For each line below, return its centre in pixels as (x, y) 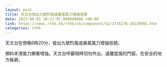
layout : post (19, 10)
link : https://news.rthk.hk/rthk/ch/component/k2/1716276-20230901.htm (81, 24)
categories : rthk (23, 28)
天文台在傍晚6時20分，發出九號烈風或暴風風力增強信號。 (64, 43)
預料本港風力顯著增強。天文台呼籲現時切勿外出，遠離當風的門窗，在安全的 (81, 54)
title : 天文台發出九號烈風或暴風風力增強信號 (46, 14)
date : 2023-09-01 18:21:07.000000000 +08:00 (52, 19)
